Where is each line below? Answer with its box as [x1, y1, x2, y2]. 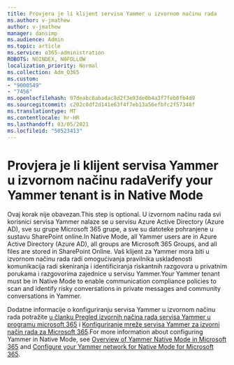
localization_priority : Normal [7, 62, 98, 69]
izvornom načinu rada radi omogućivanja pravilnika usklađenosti [7, 255, 193, 263]
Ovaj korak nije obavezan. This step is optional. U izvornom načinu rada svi [7, 210, 221, 219]
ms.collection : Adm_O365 [7, 69, 80, 76]
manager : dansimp [7, 29, 58, 37]
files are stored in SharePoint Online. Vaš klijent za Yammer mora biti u [7, 248, 210, 256]
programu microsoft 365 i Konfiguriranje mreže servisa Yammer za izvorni [7, 320, 220, 329]
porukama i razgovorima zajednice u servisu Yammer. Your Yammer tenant [7, 270, 220, 278]
